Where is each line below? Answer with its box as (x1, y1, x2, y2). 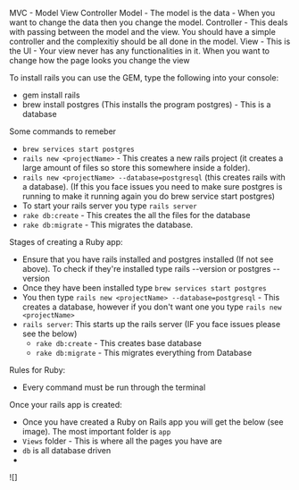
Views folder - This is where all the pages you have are (21, 435, 223, 446)
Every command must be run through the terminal (21, 382, 206, 393)
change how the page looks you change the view (9, 55, 190, 65)
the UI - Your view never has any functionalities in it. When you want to (9, 46, 270, 56)
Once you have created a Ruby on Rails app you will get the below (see (21, 417, 284, 427)
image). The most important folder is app (21, 427, 171, 436)
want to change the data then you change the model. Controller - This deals (9, 17, 288, 28)
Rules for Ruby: (9, 365, 66, 375)
